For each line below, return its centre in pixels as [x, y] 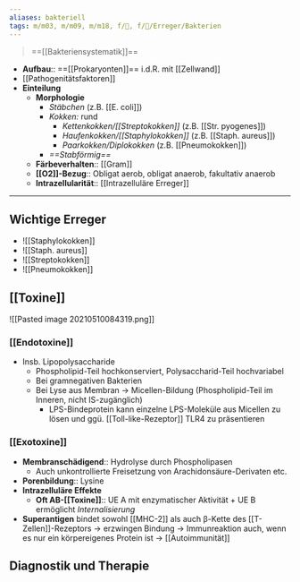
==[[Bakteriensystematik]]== [84, 51]
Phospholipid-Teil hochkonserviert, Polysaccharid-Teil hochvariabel [159, 372]
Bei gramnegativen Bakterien [89, 381]
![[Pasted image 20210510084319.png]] [82, 320]
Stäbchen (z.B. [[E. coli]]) [96, 107]
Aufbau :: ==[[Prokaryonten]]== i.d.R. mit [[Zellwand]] [121, 69]
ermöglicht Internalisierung [85, 509]
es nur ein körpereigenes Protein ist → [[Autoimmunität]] [126, 537]
